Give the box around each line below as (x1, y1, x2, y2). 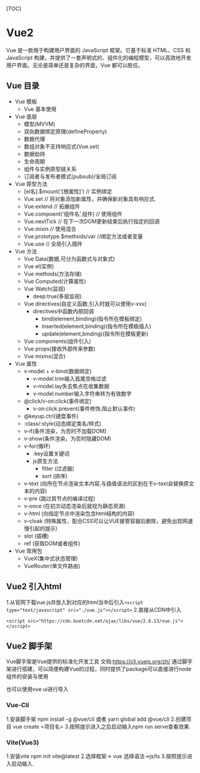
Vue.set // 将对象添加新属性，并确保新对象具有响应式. (23, 195, 156, 203)
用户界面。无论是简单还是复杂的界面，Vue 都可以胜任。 (6, 61, 144, 68)
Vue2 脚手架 (6, 641, 53, 651)
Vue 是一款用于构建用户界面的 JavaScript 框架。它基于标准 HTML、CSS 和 (6, 46, 191, 53)
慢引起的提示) (23, 524, 58, 532)
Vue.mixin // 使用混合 (23, 225, 77, 232)
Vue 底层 (14, 113, 37, 120)
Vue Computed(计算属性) (23, 277, 86, 285)
